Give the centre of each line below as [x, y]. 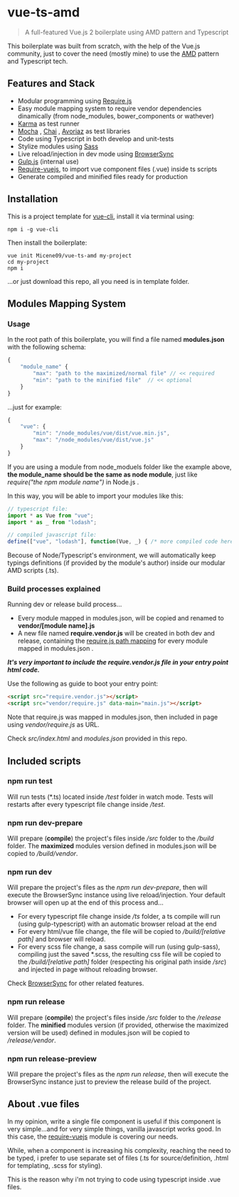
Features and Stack [51, 84]
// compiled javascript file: [52, 535]
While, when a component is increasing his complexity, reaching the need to [119, 1150]
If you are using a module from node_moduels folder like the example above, [119, 467]
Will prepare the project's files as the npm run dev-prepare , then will [107, 887]
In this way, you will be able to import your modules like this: [95, 496]
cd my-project [28, 262]
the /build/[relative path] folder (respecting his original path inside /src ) [122, 962]
